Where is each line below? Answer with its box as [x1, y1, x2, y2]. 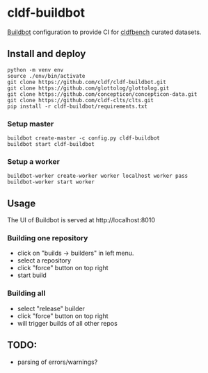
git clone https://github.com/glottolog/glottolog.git [7, 85, 170, 92]
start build [17, 271, 47, 279]
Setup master [7, 119, 54, 129]
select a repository [17, 256, 72, 265]
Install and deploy [7, 48, 86, 60]
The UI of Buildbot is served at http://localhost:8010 [7, 216, 155, 224]
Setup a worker [7, 156, 61, 166]
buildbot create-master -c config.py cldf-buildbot [7, 135, 160, 142]
